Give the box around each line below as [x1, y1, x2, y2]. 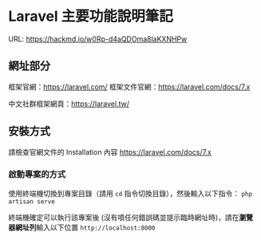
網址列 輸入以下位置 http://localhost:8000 [14, 222, 156, 232]
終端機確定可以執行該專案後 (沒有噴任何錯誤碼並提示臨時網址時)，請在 [8, 212, 239, 222]
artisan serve [8, 197, 56, 206]
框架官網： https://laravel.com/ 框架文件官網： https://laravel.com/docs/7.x [8, 81, 251, 92]
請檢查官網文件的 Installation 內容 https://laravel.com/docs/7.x [8, 147, 212, 156]
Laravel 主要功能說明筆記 [8, 7, 174, 26]
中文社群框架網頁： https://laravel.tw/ [8, 99, 130, 108]
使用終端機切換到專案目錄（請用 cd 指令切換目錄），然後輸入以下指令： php [8, 188, 253, 198]
